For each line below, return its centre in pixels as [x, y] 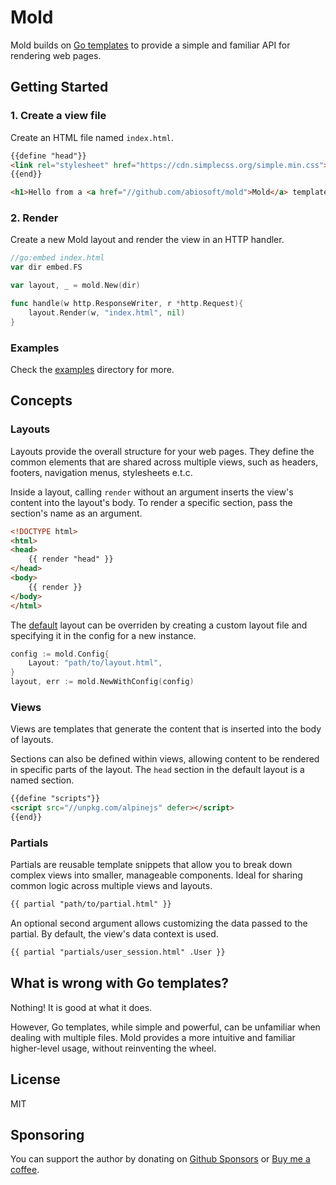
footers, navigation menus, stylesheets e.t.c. [101, 472]
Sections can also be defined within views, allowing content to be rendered [165, 759]
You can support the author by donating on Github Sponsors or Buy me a [160, 1159]
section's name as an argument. [76, 513]
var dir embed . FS [46, 267]
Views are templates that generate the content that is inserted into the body [166, 729]
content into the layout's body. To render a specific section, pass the [151, 502]
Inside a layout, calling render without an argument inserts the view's [152, 492]
